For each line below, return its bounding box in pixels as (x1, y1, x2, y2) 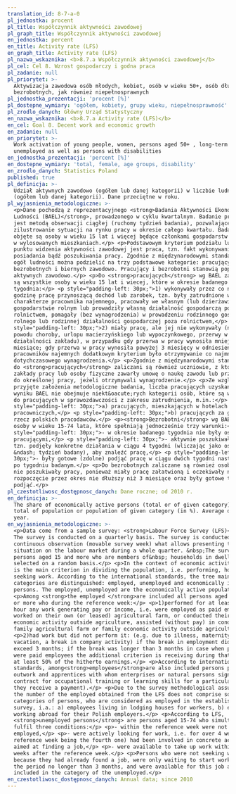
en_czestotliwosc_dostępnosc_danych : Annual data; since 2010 (7, 776, 193, 783)
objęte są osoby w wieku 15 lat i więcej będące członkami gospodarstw (13, 233, 228, 240)
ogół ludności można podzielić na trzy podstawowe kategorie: (13, 259, 199, 266)
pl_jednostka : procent (7, 17, 74, 24)
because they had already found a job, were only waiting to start (13, 756, 216, 764)
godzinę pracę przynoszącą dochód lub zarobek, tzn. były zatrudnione (13, 291, 225, 299)
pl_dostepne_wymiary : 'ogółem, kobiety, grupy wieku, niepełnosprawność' (7, 102, 228, 109)
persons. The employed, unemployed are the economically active (13, 586, 206, 593)
